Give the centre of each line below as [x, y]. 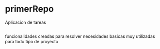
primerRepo [30, 9]
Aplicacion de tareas [25, 22]
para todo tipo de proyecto [32, 42]
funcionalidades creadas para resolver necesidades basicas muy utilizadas [80, 36]
